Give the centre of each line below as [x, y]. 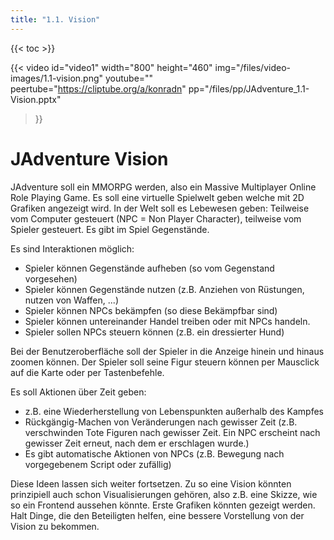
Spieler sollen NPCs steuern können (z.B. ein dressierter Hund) [154, 332]
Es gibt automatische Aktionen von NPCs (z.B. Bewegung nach [154, 453]
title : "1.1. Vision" [55, 19]
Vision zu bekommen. [55, 526]
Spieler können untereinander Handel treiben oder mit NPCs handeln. [167, 321]
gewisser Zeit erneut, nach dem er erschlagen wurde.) [137, 443]
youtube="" [129, 78]
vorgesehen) [51, 278]
